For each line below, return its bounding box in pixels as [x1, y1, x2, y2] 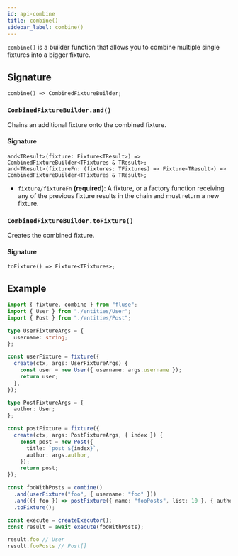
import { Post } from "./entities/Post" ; [7, 314, 132, 322]
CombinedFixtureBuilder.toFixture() [7, 217, 134, 224]
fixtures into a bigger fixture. [7, 50, 91, 59]
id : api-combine [7, 10, 55, 18]
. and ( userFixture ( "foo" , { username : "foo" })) [13, 491, 157, 498]
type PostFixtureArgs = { [7, 399, 84, 406]
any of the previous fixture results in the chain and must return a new [17, 191, 220, 200]
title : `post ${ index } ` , [25, 445, 100, 452]
